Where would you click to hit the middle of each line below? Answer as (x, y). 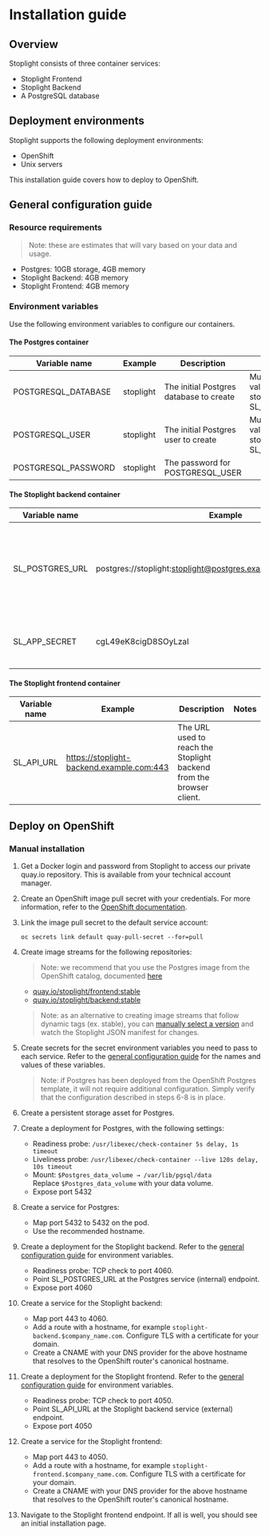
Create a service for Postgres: (70, 1208)
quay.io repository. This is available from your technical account (126, 875)
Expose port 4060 (62, 1287)
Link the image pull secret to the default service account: (114, 923)
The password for (197, 463)
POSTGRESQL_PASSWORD (64, 468)
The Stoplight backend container (65, 494)
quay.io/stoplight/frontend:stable (86, 992)
